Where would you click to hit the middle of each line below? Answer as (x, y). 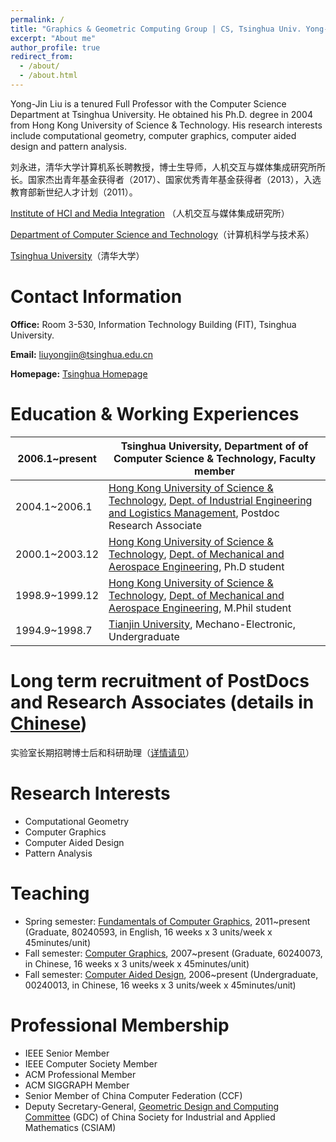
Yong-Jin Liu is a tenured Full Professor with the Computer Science (148, 103)
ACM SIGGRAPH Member (77, 1085)
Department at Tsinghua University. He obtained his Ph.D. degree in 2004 (161, 114)
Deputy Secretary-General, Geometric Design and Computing (151, 1106)
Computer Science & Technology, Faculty (215, 458)
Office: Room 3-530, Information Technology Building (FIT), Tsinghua (153, 324)
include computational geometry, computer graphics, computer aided (153, 135)
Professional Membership (120, 1025)
